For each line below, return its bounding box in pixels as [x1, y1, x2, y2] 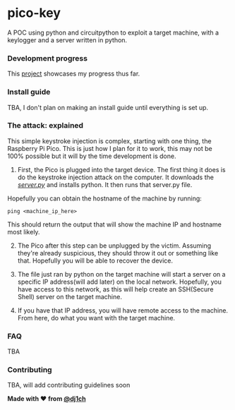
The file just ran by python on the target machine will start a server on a [17, 270, 226, 278]
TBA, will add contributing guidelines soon [7, 381, 131, 390]
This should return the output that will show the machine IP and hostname [7, 220, 222, 229]
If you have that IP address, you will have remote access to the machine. [17, 306, 228, 315]
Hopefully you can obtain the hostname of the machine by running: [7, 194, 203, 203]
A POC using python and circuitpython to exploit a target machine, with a [7, 28, 219, 37]
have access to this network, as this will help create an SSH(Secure [17, 284, 214, 294]
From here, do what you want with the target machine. [17, 313, 175, 322]
